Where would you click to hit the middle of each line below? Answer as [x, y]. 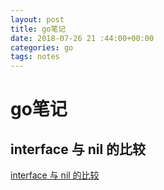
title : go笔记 [38, 29]
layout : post [37, 19]
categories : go [42, 47]
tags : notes [35, 57]
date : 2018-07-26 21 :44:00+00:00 [82, 38]
